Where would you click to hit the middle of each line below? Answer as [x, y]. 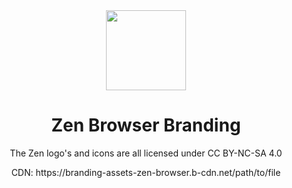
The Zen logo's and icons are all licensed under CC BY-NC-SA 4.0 [146, 153]
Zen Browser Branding [146, 125]
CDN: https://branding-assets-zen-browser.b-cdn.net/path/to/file [146, 172]
